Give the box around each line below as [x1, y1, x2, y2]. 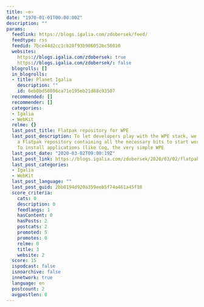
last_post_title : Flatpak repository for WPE [12, 128, 129, 134]
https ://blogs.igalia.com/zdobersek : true [17, 54, 126, 60]
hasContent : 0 [17, 212, 53, 219]
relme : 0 [17, 241, 39, 247]
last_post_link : [12, 156, 53, 162]
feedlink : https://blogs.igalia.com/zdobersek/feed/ [12, 32, 148, 38]
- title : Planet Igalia [12, 77, 72, 83]
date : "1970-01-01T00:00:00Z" [6, 15, 83, 21]
